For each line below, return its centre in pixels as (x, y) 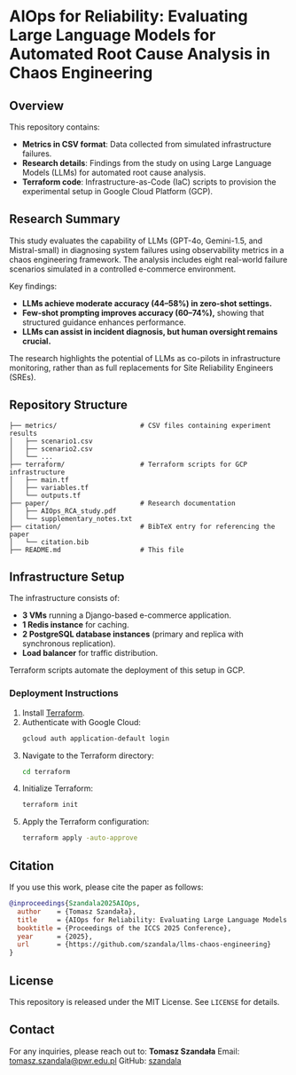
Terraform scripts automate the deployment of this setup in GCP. (127, 670)
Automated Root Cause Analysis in (140, 54)
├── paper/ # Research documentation (123, 503)
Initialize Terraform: (58, 788)
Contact (32, 1030)
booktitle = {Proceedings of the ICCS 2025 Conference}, (125, 928)
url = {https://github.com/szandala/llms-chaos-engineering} (144, 945)
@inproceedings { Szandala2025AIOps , (75, 904)
